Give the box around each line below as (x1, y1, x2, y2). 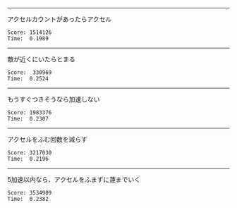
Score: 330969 (7, 69, 52, 76)
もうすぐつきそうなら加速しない (7, 95, 100, 103)
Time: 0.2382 (7, 195, 49, 202)
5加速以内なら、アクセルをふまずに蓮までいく (7, 176, 141, 183)
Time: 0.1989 (7, 35, 49, 42)
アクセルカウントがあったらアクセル (7, 15, 112, 23)
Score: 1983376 (7, 109, 52, 116)
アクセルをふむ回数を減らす (7, 135, 88, 143)
